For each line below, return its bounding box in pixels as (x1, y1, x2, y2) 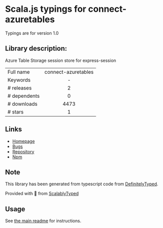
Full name (7, 68, 30, 75)
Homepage (12, 138, 35, 144)
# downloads (7, 100, 38, 107)
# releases (7, 85, 32, 91)
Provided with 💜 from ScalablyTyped (5, 191, 79, 197)
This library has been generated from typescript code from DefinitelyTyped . (5, 181, 159, 187)
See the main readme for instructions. (5, 218, 81, 224)
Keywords (7, 76, 31, 83)
